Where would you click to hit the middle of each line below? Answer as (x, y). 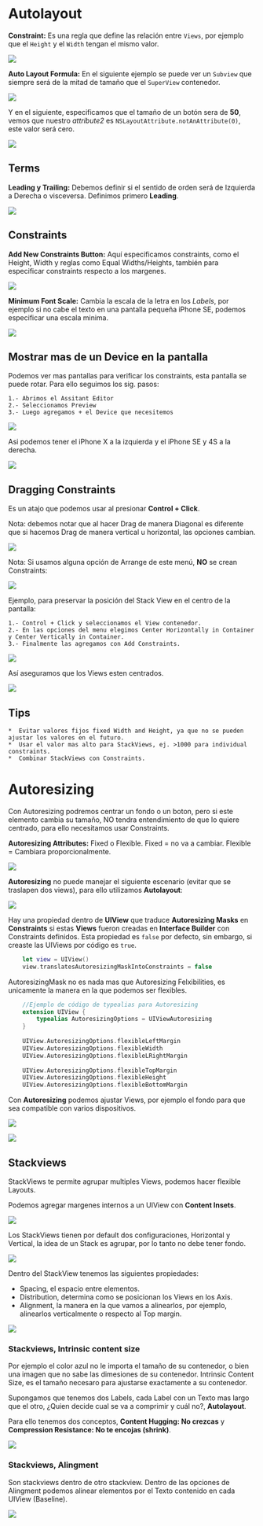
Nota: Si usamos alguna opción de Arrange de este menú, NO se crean (123, 562)
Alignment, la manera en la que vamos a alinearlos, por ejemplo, (123, 1305)
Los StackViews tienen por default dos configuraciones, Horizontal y (119, 1235)
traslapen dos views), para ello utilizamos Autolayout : (95, 890)
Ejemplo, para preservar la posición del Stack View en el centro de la (119, 601)
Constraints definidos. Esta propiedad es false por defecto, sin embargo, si (130, 936)
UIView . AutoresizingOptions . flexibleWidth (93, 1048)
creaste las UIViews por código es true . (73, 945)
